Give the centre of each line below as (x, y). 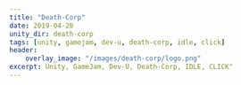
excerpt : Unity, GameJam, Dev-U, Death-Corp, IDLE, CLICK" (121, 67)
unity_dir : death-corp (51, 34)
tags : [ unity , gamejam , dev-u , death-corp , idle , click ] (117, 42)
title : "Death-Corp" (48, 17)
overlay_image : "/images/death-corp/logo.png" (113, 58)
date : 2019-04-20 (42, 26)
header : (24, 50)
